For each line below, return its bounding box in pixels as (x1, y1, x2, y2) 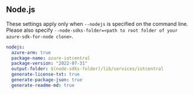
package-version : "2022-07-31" (11, 61, 88, 66)
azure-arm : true (11, 49, 51, 55)
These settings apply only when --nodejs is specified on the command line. (6, 20, 189, 27)
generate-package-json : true (11, 77, 83, 83)
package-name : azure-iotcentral (11, 55, 91, 61)
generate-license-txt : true (11, 72, 80, 78)
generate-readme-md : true (11, 82, 75, 88)
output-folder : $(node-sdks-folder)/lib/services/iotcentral (11, 66, 164, 72)
